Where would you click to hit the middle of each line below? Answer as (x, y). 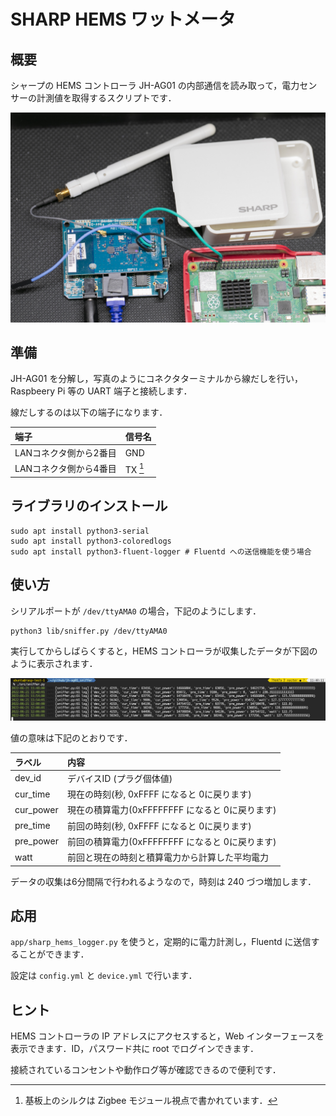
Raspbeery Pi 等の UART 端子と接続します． (101, 391)
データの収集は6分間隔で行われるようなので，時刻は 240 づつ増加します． (163, 881)
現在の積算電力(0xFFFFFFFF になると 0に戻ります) (171, 810)
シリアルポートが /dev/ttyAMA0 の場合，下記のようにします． (136, 611)
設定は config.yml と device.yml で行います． (104, 976)
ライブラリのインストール (89, 506)
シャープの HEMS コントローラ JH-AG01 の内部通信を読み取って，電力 (155, 85)
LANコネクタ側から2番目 (65, 453)
